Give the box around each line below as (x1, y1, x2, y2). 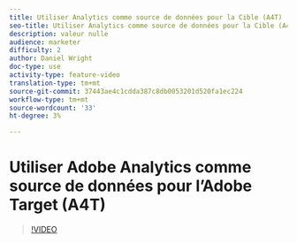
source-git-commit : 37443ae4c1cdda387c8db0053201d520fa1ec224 (9, 87, 243, 95)
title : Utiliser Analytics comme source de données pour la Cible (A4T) (9, 12, 283, 22)
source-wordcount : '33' (9, 103, 97, 112)
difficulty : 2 (9, 46, 62, 55)
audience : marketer (9, 37, 81, 47)
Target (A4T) (9, 195, 106, 215)
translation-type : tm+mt (9, 79, 101, 87)
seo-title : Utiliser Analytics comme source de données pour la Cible (9, 21, 275, 30)
